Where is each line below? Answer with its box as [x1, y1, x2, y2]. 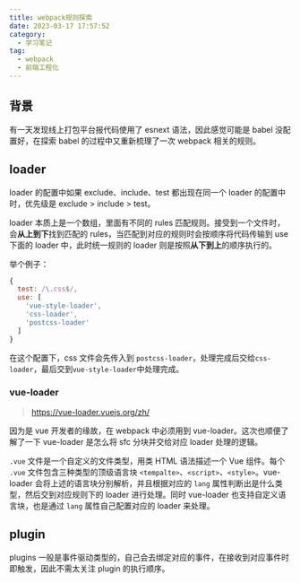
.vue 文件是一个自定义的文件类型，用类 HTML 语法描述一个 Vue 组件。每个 [9, 455, 286, 466]
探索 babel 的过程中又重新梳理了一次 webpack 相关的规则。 [39, 135, 261, 146]
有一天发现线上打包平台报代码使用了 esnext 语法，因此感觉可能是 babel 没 [9, 124, 284, 135]
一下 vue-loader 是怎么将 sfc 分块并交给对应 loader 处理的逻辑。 [24, 436, 263, 447]
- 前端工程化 [17, 64, 60, 73]
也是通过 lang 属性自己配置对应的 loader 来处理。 [32, 500, 215, 511]
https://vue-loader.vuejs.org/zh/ [30, 406, 150, 417]
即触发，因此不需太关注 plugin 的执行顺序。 [9, 562, 170, 574]
